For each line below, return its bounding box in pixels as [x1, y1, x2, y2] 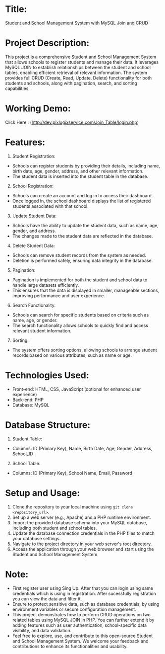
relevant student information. [12, 327, 72, 333]
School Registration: [12, 183, 54, 189]
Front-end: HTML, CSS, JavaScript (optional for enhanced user [12, 386, 141, 392]
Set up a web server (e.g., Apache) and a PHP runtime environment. [12, 514, 151, 520]
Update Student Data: [12, 213, 57, 219]
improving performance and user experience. [12, 292, 105, 299]
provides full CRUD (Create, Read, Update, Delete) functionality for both [5, 75, 152, 81]
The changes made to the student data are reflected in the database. [12, 233, 153, 239]
